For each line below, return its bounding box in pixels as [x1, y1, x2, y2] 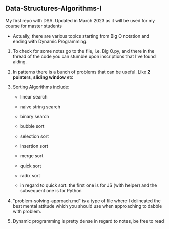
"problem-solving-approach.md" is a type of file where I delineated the [12, 198, 161, 204]
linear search [20, 93, 48, 100]
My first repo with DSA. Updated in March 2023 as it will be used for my [5, 17, 155, 23]
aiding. [12, 58, 27, 65]
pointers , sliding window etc [12, 74, 74, 80]
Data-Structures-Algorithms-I [5, 4, 102, 13]
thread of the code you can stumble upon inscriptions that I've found [12, 53, 156, 59]
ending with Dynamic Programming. [12, 38, 88, 44]
